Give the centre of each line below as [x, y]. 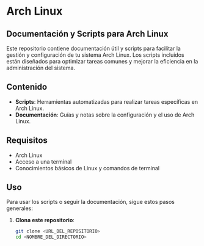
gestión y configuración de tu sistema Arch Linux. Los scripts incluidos [95, 55]
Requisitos [27, 141]
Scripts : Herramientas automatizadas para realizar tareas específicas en [107, 101]
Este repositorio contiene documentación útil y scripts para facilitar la [94, 48]
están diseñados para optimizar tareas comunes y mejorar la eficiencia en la [102, 61]
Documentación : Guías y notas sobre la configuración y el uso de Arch [105, 115]
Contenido [27, 87]
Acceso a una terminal [43, 161]
